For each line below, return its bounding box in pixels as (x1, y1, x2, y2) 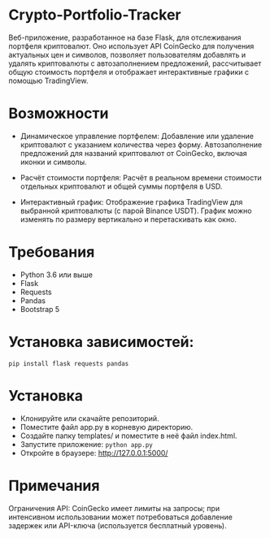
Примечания (8, 476, 100, 495)
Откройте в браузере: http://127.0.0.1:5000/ (20, 448, 168, 458)
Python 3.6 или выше (20, 270, 94, 280)
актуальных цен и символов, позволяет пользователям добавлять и (8, 50, 246, 59)
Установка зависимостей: (8, 333, 194, 351)
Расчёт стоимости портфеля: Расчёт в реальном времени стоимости (20, 172, 262, 182)
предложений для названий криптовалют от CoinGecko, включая (20, 148, 248, 158)
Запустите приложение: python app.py (20, 439, 153, 449)
